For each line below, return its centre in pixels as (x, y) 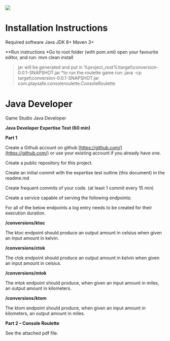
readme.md (17, 178)
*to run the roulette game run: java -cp (101, 72)
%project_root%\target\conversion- (121, 67)
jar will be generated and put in (50, 67)
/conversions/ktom (26, 298)
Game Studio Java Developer (36, 118)
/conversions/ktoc (25, 223)
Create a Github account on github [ (43, 147)
